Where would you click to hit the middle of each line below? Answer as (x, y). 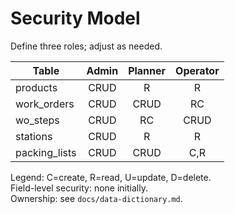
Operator (197, 70)
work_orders (45, 104)
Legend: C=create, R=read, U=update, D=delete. (111, 177)
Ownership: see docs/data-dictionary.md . (96, 198)
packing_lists (46, 152)
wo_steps (37, 120)
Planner (147, 70)
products (36, 87)
